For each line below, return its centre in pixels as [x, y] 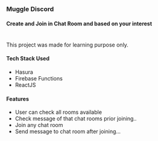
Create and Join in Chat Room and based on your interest [79, 24]
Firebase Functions [39, 78]
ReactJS [25, 85]
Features [17, 99]
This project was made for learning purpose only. [67, 45]
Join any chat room [39, 125]
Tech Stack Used [28, 59]
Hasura [24, 72]
